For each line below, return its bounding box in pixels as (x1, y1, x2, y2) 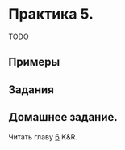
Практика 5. (8, 5, 94, 24)
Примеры (8, 55, 60, 69)
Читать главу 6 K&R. (8, 131, 78, 142)
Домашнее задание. (8, 110, 119, 124)
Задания (8, 83, 55, 96)
